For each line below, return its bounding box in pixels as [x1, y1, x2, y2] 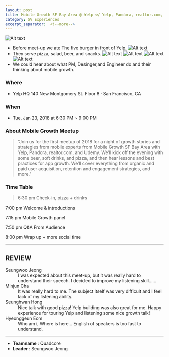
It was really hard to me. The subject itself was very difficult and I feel [18, 288, 162, 294]
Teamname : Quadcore [12, 340, 61, 346]
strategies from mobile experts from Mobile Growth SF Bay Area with [17, 144, 160, 150]
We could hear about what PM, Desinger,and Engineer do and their [12, 61, 151, 67]
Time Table [5, 184, 33, 191]
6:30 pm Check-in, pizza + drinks [17, 195, 87, 201]
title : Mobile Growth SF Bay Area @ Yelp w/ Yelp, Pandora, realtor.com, [5, 12, 163, 17]
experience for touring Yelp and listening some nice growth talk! [18, 310, 150, 316]
